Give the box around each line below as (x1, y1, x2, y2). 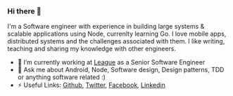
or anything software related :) (17, 73, 106, 81)
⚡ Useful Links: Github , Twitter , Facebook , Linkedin (17, 81, 165, 90)
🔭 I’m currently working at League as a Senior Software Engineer (17, 58, 206, 67)
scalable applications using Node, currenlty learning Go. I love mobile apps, (7, 29, 227, 38)
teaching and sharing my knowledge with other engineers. (7, 45, 177, 53)
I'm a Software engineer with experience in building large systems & (7, 22, 205, 31)
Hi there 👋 (7, 6, 42, 16)
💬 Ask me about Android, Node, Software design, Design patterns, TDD (17, 66, 225, 74)
